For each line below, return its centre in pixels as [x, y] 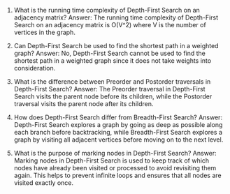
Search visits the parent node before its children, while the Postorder [113, 96]
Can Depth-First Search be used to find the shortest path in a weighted [116, 46]
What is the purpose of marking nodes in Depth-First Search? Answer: [115, 153]
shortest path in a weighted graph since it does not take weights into [113, 61]
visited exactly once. [44, 183]
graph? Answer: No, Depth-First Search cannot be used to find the [110, 53]
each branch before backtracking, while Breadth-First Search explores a [118, 132]
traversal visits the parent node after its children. [84, 104]
